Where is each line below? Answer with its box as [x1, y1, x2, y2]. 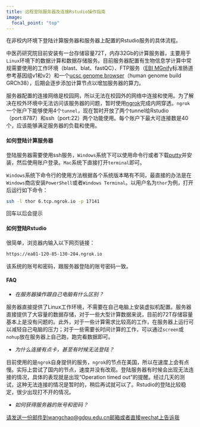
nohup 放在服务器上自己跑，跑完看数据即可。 [6, 333, 114, 340]
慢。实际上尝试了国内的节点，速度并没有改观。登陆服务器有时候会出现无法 [6, 365, 189, 373]
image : [6, 14, 23, 20]
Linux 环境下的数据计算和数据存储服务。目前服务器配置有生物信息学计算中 [6, 57, 186, 64]
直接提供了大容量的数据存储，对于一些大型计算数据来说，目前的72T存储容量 [6, 311, 193, 318]
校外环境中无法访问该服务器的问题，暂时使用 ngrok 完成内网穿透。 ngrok [16, 100, 190, 107]
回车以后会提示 [6, 210, 43, 217]
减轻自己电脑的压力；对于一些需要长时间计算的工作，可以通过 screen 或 [11, 325, 184, 333]
